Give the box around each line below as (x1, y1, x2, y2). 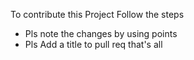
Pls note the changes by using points (24, 28, 178, 39)
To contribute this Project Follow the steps (10, 9, 185, 20)
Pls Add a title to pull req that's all (24, 39, 163, 50)
